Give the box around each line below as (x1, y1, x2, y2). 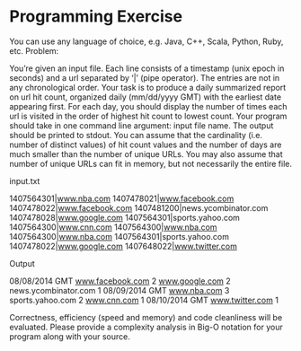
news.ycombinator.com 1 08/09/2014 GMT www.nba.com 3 (9, 285, 230, 295)
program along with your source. (9, 330, 130, 342)
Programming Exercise (9, 6, 182, 27)
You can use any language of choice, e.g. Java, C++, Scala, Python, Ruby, (9, 36, 284, 47)
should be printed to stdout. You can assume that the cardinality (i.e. (9, 129, 263, 140)
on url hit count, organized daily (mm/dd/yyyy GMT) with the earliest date (9, 92, 281, 102)
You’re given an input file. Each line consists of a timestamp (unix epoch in (9, 63, 285, 74)
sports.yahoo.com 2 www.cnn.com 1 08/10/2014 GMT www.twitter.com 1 (9, 294, 279, 305)
